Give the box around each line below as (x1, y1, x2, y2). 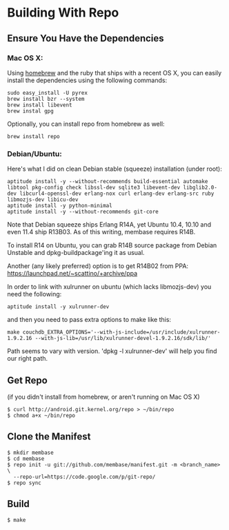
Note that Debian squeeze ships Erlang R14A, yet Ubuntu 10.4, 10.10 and (7, 220, 212, 229)
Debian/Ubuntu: (7, 149, 62, 158)
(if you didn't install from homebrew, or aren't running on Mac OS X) (7, 392, 200, 401)
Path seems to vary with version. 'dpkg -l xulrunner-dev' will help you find (7, 347, 217, 355)
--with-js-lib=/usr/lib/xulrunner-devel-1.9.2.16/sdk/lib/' (34, 335, 212, 342)
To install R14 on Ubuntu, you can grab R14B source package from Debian (7, 241, 217, 249)
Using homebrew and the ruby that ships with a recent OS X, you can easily (7, 68, 222, 77)
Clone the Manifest (7, 430, 91, 443)
